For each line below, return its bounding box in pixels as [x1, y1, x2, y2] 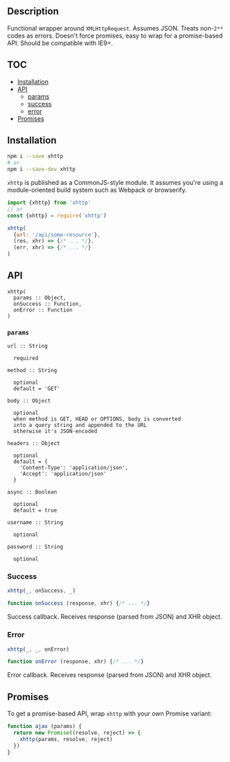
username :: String [7, 519, 64, 526]
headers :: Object [7, 440, 60, 447]
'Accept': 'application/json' [19, 471, 107, 478]
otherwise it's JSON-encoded [13, 428, 98, 435]
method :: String [7, 367, 57, 374]
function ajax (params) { [7, 723, 82, 730]
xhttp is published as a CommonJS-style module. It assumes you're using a [7, 179, 224, 187]
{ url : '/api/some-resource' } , [13, 231, 100, 238]
